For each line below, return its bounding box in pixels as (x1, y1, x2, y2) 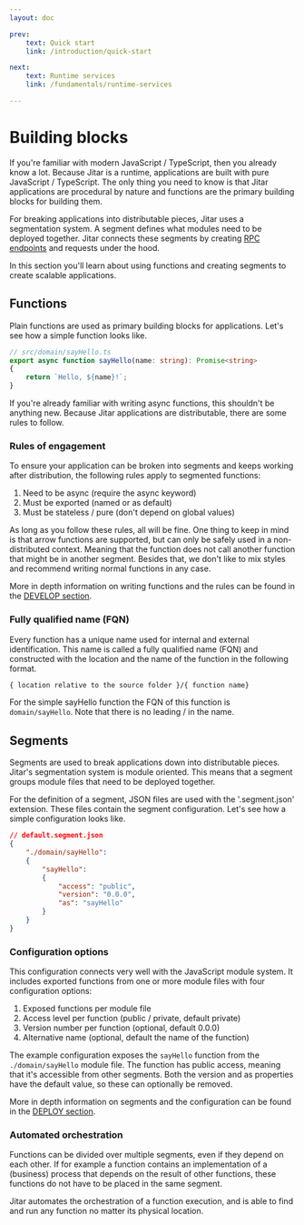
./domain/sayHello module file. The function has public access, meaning (9, 1059, 281, 1070)
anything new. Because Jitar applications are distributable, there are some (9, 407, 288, 418)
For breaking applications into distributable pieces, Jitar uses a (9, 213, 245, 224)
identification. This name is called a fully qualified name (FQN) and (9, 643, 259, 655)
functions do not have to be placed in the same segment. (9, 1179, 222, 1190)
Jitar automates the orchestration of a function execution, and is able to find (9, 1196, 293, 1207)
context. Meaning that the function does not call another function (51, 544, 296, 555)
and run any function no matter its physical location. (9, 1206, 204, 1217)
